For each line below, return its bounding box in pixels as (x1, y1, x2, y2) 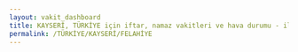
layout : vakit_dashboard (9, 12, 101, 22)
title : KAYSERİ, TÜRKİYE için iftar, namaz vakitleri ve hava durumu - (9, 21, 279, 30)
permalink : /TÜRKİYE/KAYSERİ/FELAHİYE (9, 29, 153, 38)
